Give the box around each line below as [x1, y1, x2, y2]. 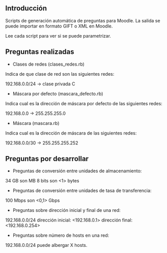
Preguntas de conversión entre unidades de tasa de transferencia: [12, 187, 152, 194]
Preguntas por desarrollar [5, 154, 89, 163]
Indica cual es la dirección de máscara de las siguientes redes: [5, 130, 137, 136]
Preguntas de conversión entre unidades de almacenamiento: [12, 168, 142, 174]
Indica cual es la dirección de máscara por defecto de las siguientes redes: [5, 100, 163, 106]
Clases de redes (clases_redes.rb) [12, 61, 85, 67]
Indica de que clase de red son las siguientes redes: [5, 71, 115, 77]
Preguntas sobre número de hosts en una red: [12, 232, 109, 238]
